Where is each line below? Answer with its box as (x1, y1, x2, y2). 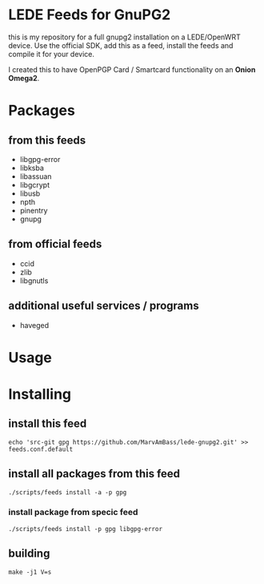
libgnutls (19, 275, 49, 286)
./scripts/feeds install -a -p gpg (8, 488, 127, 497)
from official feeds (8, 237, 102, 251)
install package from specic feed (8, 507, 138, 518)
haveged (19, 320, 50, 330)
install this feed (8, 417, 87, 431)
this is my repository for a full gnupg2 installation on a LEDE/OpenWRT (8, 32, 242, 42)
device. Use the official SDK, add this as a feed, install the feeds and (8, 40, 234, 50)
